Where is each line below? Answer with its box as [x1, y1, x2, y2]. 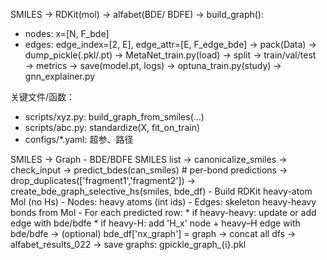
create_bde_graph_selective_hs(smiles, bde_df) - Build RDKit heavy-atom [10, 185, 313, 197]
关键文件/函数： [10, 91, 76, 103]
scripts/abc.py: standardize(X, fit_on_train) [24, 122, 201, 133]
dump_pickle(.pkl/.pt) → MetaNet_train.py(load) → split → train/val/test [24, 49, 317, 61]
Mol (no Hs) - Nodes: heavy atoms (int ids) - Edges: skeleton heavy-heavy [10, 196, 317, 208]
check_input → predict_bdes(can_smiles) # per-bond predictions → [10, 164, 288, 176]
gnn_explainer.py [24, 70, 96, 82]
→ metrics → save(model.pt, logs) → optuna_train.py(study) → [24, 60, 282, 71]
